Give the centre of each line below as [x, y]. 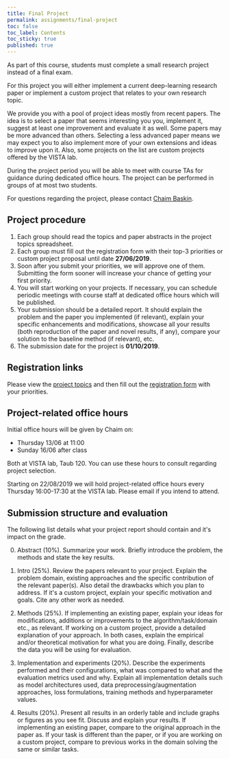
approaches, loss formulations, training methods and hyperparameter [115, 692]
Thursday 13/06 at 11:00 [51, 443]
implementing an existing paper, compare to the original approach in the [118, 727]
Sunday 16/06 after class [52, 450]
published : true [30, 45]
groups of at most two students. [52, 185]
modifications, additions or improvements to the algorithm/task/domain [117, 621]
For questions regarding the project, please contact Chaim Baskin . [100, 199]
